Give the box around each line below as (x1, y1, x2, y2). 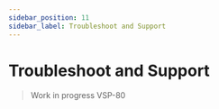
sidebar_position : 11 (8, 13, 90, 23)
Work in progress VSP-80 (30, 90, 126, 101)
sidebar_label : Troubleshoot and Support (8, 22, 167, 31)
